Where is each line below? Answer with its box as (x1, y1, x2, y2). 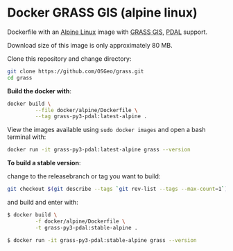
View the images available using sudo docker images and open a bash (7, 126, 206, 134)
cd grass (7, 74, 33, 81)
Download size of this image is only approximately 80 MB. (7, 41, 173, 49)
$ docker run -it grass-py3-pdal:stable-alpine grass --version (7, 236, 197, 243)
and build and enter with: (7, 198, 78, 207)
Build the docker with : (7, 86, 71, 95)
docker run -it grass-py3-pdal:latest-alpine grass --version (7, 147, 191, 154)
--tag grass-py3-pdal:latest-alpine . (35, 113, 148, 120)
